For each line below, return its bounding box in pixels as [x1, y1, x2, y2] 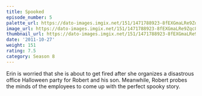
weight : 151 [6, 43, 36, 49]
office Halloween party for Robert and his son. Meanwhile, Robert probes [6, 76, 188, 83]
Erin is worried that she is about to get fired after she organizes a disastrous [6, 70, 194, 77]
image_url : [6, 25, 34, 32]
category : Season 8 [6, 53, 55, 59]
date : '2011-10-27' [6, 37, 55, 43]
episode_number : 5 [6, 14, 52, 20]
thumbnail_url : [6, 31, 44, 37]
